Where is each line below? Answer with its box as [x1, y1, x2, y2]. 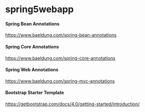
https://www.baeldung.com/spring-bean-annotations [5, 32, 117, 38]
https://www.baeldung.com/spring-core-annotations [5, 55, 115, 61]
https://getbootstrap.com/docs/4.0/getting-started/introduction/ [5, 101, 140, 107]
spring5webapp [5, 4, 74, 15]
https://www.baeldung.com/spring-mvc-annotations [5, 78, 115, 84]
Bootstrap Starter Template [5, 90, 65, 96]
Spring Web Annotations [5, 67, 59, 73]
